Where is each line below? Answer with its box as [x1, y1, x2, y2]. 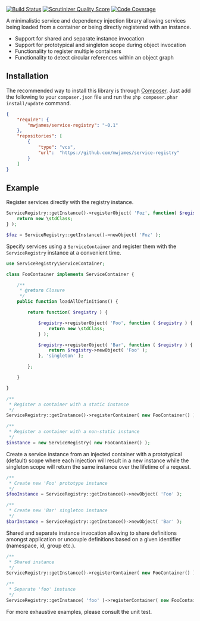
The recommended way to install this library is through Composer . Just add [6, 87, 191, 94]
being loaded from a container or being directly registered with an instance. [6, 24, 192, 30]
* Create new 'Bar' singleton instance [8, 507, 108, 514]
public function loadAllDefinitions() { [17, 299, 118, 305]
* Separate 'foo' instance [8, 586, 76, 592]
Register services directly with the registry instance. [6, 199, 134, 206]
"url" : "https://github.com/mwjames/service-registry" [37, 149, 180, 156]
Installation [6, 71, 49, 81]
